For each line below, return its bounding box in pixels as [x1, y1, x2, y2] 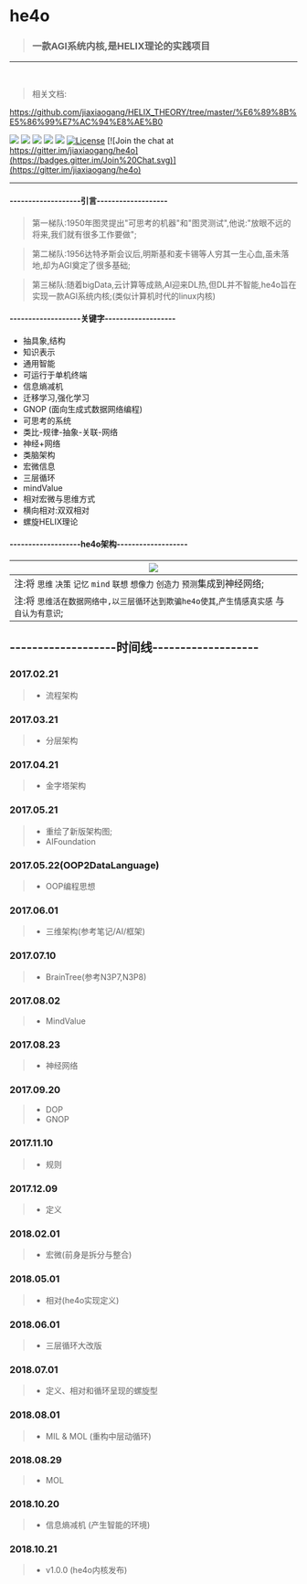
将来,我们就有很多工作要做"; [31, 229, 137, 239]
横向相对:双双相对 [22, 505, 90, 516]
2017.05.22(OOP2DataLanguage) [9, 858, 160, 871]
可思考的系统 [22, 415, 71, 426]
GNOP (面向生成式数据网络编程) [22, 403, 143, 414]
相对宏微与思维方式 [22, 493, 96, 504]
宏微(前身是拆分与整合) [45, 1249, 132, 1260]
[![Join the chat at [106, 135, 175, 146]
